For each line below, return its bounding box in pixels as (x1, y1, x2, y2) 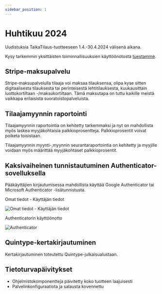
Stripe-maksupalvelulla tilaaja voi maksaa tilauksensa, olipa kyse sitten (5, 80, 146, 86)
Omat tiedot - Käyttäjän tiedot (5, 197, 65, 202)
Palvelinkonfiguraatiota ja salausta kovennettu (12, 283, 104, 289)
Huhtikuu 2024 (5, 28, 67, 39)
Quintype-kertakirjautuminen (5, 238, 96, 247)
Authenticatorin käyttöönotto (5, 215, 63, 221)
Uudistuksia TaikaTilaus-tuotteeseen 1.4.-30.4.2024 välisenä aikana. (5, 44, 142, 50)
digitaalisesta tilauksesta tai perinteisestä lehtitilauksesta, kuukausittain (5, 85, 147, 91)
